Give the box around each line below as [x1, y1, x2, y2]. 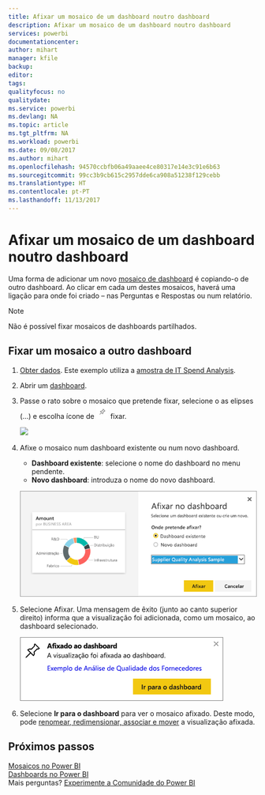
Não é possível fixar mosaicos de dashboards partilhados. [8, 321, 197, 331]
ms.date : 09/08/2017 [8, 146, 77, 154]
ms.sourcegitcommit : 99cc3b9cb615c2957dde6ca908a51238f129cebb [8, 171, 221, 179]
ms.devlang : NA [8, 113, 58, 121]
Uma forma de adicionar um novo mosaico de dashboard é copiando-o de [8, 273, 249, 284]
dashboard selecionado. [19, 621, 99, 631]
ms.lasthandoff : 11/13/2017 [8, 196, 101, 205]
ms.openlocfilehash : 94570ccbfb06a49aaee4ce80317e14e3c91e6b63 [8, 163, 221, 171]
